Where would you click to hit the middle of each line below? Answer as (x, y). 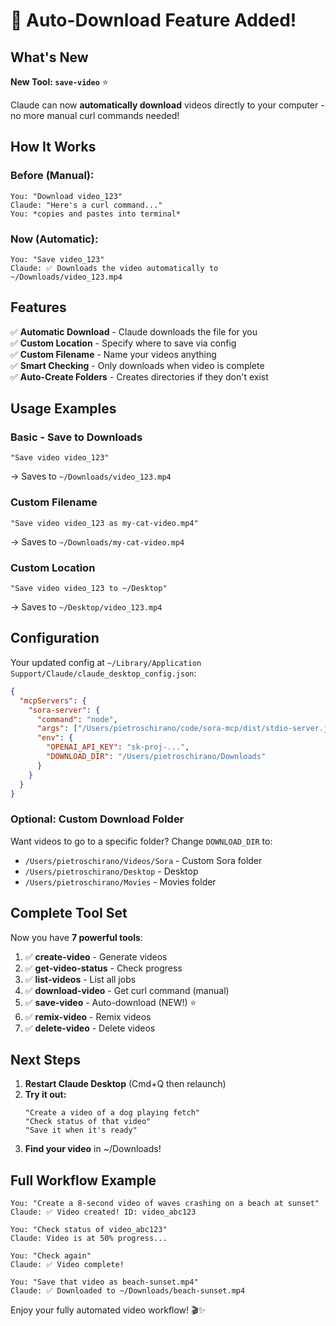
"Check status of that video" (88, 1122)
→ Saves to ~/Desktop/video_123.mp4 (86, 607)
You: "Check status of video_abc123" (89, 1230)
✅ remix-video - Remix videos (88, 1016)
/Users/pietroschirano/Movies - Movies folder (120, 881)
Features (38, 307)
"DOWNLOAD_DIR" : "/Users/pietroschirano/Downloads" (156, 757)
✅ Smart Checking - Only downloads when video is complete (137, 365)
